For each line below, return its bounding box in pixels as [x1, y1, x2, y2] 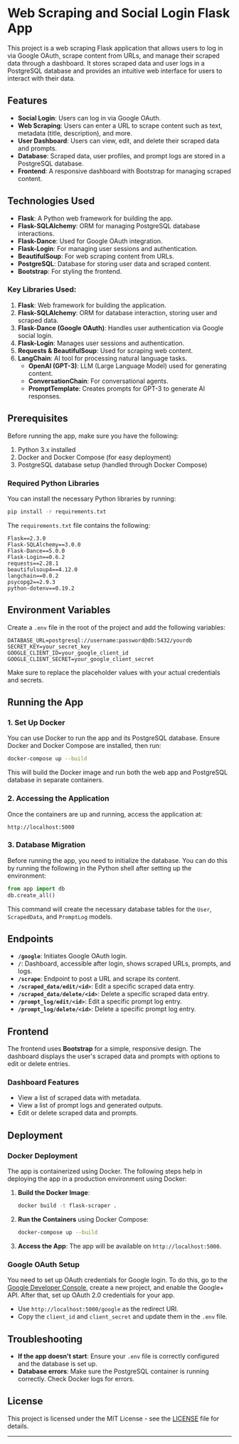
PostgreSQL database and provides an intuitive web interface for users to [7, 66, 223, 75]
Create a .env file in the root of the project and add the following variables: [7, 623, 226, 632]
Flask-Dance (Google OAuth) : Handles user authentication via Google [17, 323, 224, 332]
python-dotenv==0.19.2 [7, 585, 75, 592]
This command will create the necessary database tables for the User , [7, 904, 212, 913]
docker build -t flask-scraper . [17, 1202, 117, 1209]
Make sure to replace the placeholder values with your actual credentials [7, 668, 221, 677]
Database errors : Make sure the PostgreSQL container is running [17, 1367, 209, 1376]
